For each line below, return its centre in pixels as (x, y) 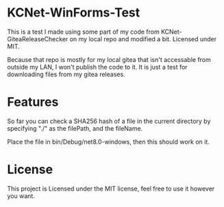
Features (33, 102)
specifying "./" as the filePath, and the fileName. (75, 128)
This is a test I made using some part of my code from (83, 32)
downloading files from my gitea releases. (66, 74)
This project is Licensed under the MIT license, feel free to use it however (111, 188)
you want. (21, 196)
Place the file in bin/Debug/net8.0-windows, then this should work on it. (109, 142)
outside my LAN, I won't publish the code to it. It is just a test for (97, 67)
